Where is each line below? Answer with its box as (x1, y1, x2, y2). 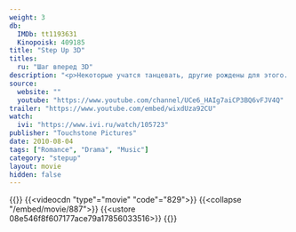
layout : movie (9, 162, 62, 171)
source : (9, 79, 38, 88)
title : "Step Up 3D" (9, 46, 86, 55)
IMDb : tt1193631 (17, 29, 77, 38)
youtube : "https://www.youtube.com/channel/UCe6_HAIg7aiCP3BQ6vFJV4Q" (17, 95, 284, 105)
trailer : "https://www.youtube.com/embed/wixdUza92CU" (9, 104, 217, 113)
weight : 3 (9, 12, 46, 22)
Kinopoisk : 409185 (17, 37, 86, 47)
